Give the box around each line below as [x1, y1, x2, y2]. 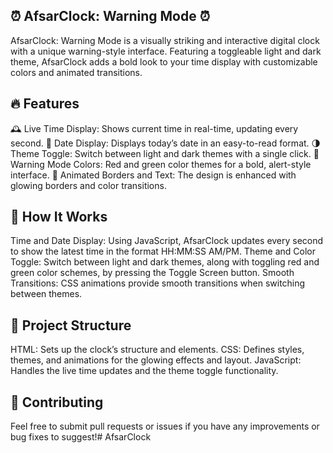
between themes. [10, 288, 83, 300]
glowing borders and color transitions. [10, 179, 167, 191]
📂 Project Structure [10, 317, 132, 334]
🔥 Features [10, 95, 80, 113]
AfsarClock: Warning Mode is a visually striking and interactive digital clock [10, 34, 320, 46]
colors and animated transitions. [10, 66, 143, 78]
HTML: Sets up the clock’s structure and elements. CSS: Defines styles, [10, 344, 305, 356]
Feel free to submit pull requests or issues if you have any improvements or [10, 420, 320, 433]
